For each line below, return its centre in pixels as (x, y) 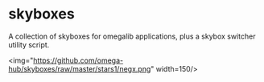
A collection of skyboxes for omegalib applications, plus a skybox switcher (132, 36)
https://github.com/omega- (78, 60)
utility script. (29, 44)
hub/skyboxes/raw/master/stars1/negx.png (80, 68)
